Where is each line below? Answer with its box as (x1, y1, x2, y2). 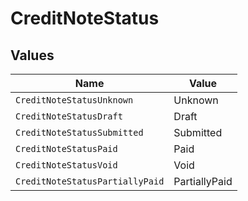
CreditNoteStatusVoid (15, 160, 118, 171)
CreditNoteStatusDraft (15, 111, 123, 122)
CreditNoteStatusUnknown (15, 95, 134, 106)
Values (10, 47, 55, 64)
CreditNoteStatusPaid (15, 143, 118, 154)
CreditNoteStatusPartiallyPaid (15, 176, 165, 187)
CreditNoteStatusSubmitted (15, 127, 144, 138)
